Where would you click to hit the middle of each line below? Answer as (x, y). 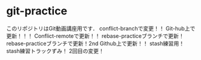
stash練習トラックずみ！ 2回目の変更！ (55, 51)
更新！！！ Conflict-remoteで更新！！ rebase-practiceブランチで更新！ (95, 36)
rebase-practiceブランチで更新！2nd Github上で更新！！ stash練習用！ (95, 43)
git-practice (37, 11)
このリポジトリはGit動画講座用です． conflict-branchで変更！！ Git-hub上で (101, 28)
